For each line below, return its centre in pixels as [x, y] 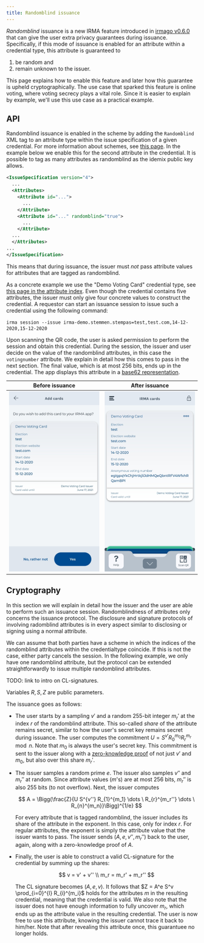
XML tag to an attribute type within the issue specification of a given [92, 140]
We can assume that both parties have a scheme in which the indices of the [101, 642]
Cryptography [33, 590]
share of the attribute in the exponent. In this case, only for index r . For [104, 824]
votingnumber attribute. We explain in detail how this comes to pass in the [98, 359]
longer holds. [32, 933]
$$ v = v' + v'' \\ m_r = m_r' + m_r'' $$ [107, 875]
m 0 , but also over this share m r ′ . [55, 760]
